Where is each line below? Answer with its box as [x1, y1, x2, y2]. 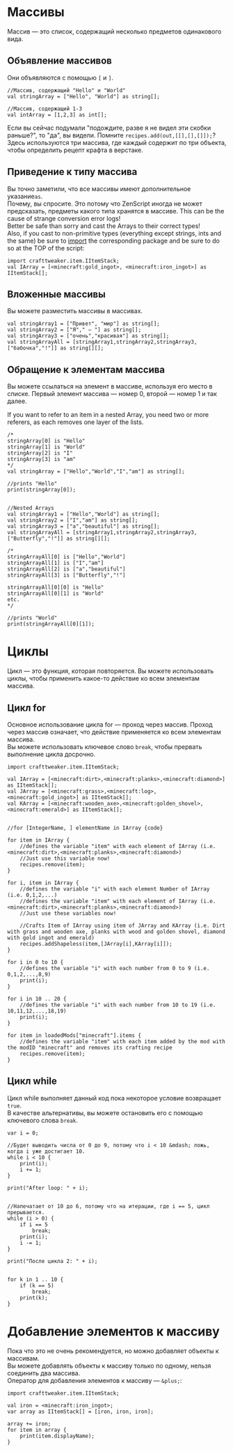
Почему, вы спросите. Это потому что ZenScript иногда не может [7, 199, 203, 208]
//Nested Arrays [7, 505, 54, 512]
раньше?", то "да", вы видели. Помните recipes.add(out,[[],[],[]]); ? [7, 130, 216, 139]
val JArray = [7, 787, 45, 795]
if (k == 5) [19, 1282, 54, 1289]
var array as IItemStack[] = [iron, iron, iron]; [7, 1408, 154, 1415]
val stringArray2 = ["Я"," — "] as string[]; [7, 326, 141, 333]
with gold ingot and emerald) [7, 934, 95, 941]
